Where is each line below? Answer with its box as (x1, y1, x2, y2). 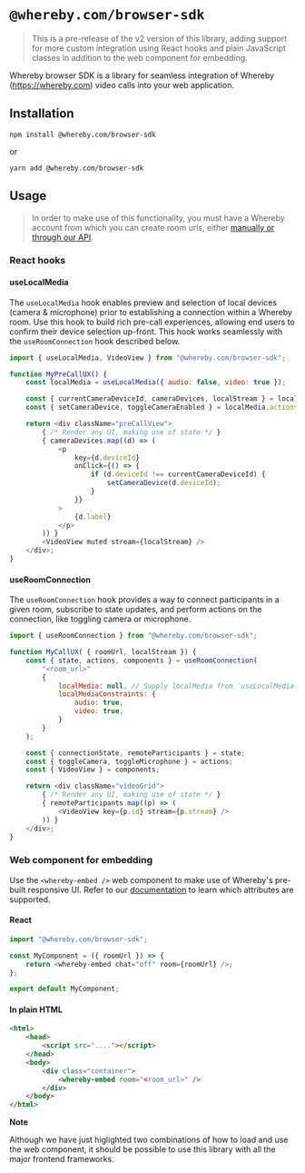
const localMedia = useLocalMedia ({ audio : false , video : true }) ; (25, 378, 286, 387)
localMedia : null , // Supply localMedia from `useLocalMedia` (57, 681, 299, 691)
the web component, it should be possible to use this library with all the (9, 1144, 276, 1155)
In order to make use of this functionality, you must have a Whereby (31, 212, 286, 224)
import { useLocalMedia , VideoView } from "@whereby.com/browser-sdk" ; (9, 353, 286, 363)
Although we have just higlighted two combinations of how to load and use (9, 1134, 289, 1146)
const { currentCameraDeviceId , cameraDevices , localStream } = (25, 394, 274, 403)
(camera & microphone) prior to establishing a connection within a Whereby (9, 306, 293, 317)
